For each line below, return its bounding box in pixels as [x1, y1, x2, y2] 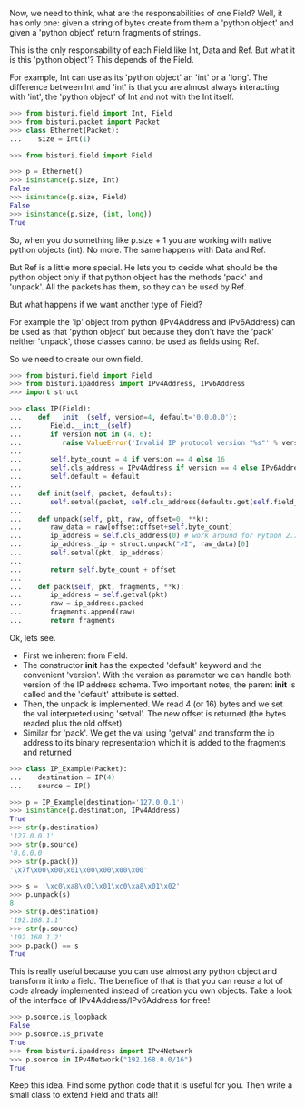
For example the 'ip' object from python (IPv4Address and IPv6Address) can [9, 316, 296, 327]
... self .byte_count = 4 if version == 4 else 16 [9, 455, 225, 464]
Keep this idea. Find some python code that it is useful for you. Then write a [9, 1080, 293, 1091]
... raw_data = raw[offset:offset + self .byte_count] [9, 523, 233, 532]
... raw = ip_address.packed [9, 599, 144, 608]
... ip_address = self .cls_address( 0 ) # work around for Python [9, 532, 282, 541]
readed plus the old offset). [22, 717, 125, 728]
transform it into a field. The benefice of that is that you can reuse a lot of [9, 976, 284, 987]
